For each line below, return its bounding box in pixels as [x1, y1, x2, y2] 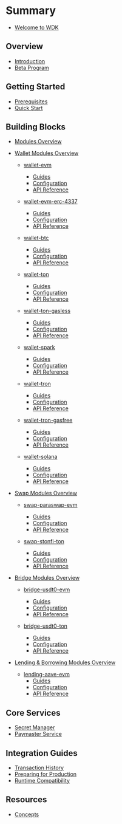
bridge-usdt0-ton [23, 622, 68, 630]
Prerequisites [14, 98, 48, 105]
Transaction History [14, 764, 64, 771]
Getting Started [5, 81, 66, 92]
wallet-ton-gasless [23, 307, 71, 315]
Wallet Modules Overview [14, 149, 79, 157]
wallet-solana [23, 453, 58, 461]
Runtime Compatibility [14, 777, 70, 784]
